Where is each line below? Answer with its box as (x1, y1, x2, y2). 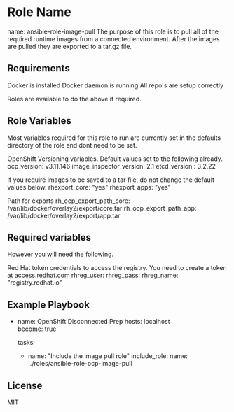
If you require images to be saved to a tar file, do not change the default (7, 176, 215, 184)
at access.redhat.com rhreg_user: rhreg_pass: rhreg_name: (7, 271, 179, 280)
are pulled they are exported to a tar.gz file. (7, 42, 132, 50)
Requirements (7, 62, 70, 74)
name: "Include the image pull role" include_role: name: (27, 352, 188, 360)
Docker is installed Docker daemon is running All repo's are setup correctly (7, 81, 224, 90)
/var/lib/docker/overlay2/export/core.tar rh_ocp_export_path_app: (7, 204, 197, 212)
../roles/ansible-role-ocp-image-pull (27, 360, 132, 368)
